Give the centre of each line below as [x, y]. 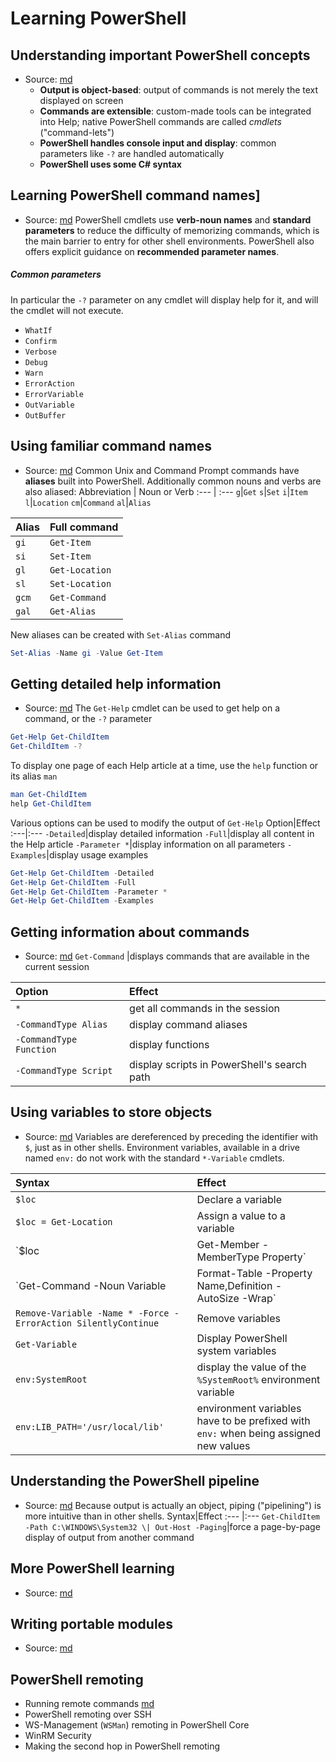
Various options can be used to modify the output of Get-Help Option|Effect [165, 823]
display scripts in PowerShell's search [218, 1065]
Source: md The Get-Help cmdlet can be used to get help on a [152, 708]
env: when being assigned [258, 1433]
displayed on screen [81, 100]
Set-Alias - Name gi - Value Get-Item [86, 653]
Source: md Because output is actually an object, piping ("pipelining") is [173, 1505]
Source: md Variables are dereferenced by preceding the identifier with [171, 1136]
